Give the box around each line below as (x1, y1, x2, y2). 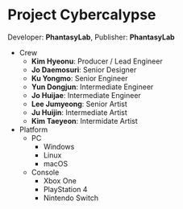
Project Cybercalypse (7, 6, 156, 24)
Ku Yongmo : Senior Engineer (31, 73, 128, 83)
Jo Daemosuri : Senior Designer (31, 64, 137, 74)
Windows (43, 141, 75, 151)
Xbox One (43, 175, 77, 186)
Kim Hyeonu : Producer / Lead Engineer (31, 56, 163, 66)
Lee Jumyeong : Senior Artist (31, 99, 128, 109)
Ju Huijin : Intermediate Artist (31, 107, 128, 117)
